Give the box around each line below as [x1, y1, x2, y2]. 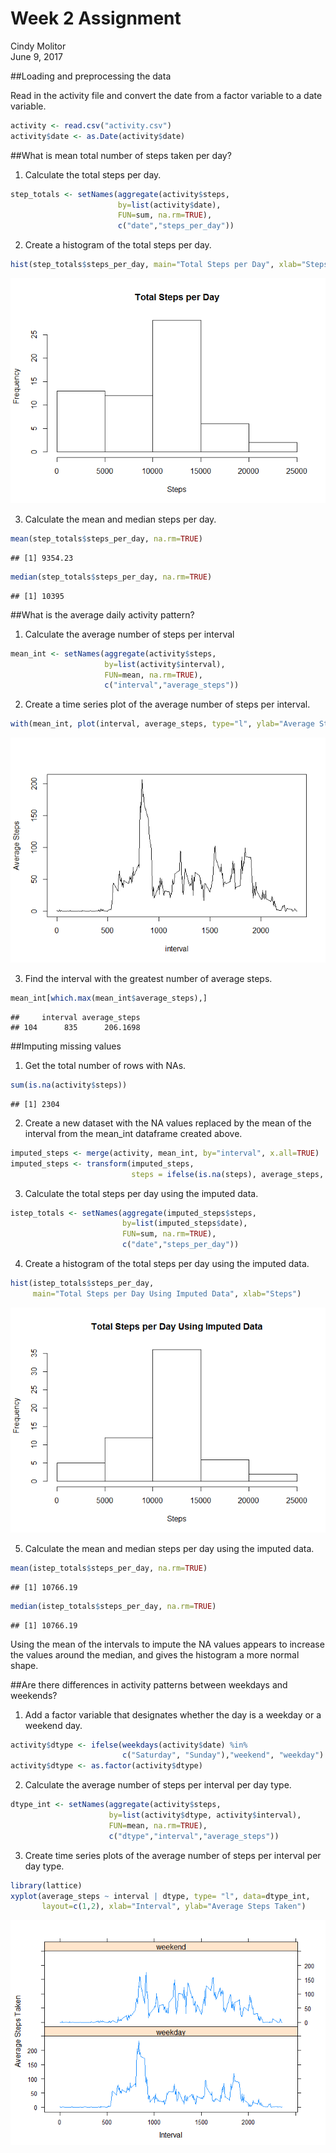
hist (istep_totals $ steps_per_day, [10, 1278, 155, 1289]
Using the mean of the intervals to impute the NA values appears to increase [10, 1638, 325, 1650]
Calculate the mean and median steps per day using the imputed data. [24, 1542, 315, 1554]
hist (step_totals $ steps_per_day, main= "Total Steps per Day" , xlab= [10, 260, 302, 270]
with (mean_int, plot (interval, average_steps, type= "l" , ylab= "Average [10, 719, 315, 729]
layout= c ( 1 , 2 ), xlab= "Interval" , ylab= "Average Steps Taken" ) [41, 1902, 307, 1912]
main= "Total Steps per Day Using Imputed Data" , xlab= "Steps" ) [32, 1288, 302, 1299]
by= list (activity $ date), [117, 200, 222, 210]
